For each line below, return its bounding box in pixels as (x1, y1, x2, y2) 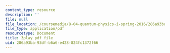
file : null (5, 17, 28, 22)
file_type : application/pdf (5, 26, 65, 31)
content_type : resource (5, 7, 56, 13)
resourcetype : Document (5, 31, 56, 36)
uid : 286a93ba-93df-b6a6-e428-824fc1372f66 (5, 40, 99, 45)
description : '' (5, 12, 39, 17)
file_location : (5, 21, 37, 27)
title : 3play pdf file (5, 36, 53, 41)
